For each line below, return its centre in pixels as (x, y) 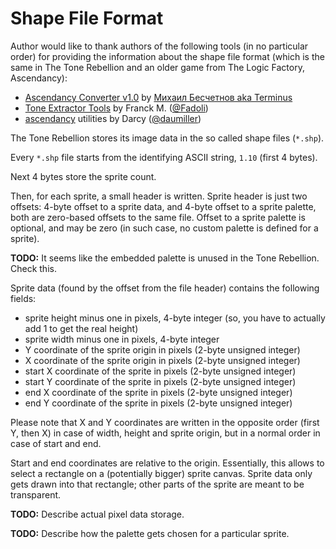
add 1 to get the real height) (81, 328)
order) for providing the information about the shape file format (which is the (167, 56)
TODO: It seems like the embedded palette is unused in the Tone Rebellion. (165, 258)
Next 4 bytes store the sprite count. (83, 176)
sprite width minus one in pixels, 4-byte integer (122, 339)
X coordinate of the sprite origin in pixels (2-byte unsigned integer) (162, 360)
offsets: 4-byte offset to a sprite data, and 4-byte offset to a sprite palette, (163, 206)
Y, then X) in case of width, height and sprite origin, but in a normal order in (165, 433)
